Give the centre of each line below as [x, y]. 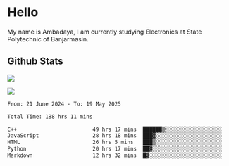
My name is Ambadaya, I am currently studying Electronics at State [105, 32]
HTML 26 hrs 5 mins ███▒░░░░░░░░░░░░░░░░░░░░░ [114, 142]
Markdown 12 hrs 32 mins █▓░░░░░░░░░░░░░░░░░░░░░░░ [114, 155]
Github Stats [35, 62]
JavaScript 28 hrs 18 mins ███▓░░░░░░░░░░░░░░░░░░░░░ [114, 136]
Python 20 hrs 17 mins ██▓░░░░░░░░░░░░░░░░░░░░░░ [114, 149]
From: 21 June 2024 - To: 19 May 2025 [64, 104]
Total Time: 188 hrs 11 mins [50, 117]
